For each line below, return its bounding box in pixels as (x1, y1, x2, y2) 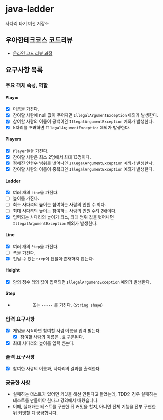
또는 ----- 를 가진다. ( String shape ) (32, 302, 103, 308)
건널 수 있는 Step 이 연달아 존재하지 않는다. (12, 256, 94, 261)
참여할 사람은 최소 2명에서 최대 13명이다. (12, 154, 91, 160)
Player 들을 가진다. (12, 148, 49, 154)
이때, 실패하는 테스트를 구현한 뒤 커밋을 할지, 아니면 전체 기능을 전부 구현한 (12, 404, 156, 410)
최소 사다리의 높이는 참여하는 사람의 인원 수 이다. (12, 202, 106, 208)
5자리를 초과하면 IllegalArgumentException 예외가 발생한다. (12, 125, 130, 130)
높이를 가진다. (12, 195, 40, 201)
